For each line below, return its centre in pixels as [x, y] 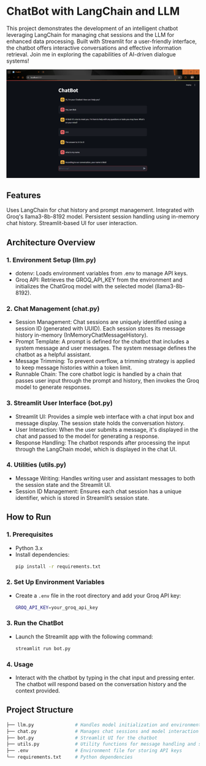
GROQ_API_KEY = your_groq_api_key [56, 607]
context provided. [37, 691]
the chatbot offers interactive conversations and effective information [94, 48]
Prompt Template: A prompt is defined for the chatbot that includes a [102, 342]
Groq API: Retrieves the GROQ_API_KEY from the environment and [99, 280]
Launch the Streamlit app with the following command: [84, 637]
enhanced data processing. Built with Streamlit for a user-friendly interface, [102, 41]
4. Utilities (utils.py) [36, 465]
